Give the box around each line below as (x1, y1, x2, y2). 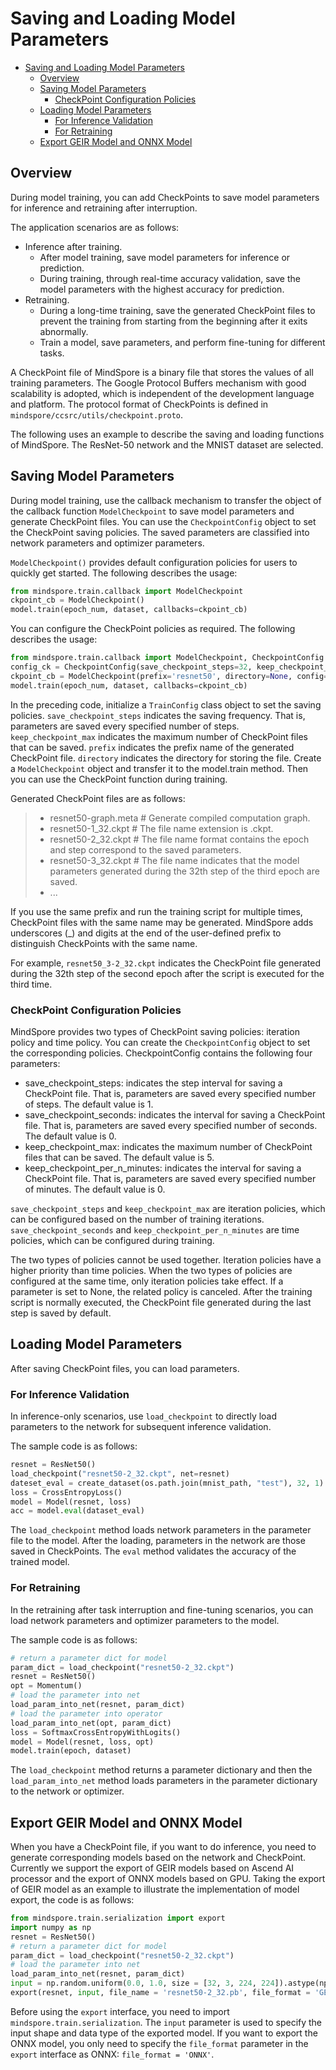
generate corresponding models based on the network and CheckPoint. (10, 1852, 307, 1864)
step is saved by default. (10, 1307, 112, 1319)
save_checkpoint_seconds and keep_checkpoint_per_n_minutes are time (10, 1223, 300, 1236)
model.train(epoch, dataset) (10, 1746, 132, 1756)
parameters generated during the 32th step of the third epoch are (49, 865, 320, 877)
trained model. (10, 1556, 70, 1568)
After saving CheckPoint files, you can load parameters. (10, 1362, 240, 1374)
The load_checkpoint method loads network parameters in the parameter (10, 1524, 312, 1536)
